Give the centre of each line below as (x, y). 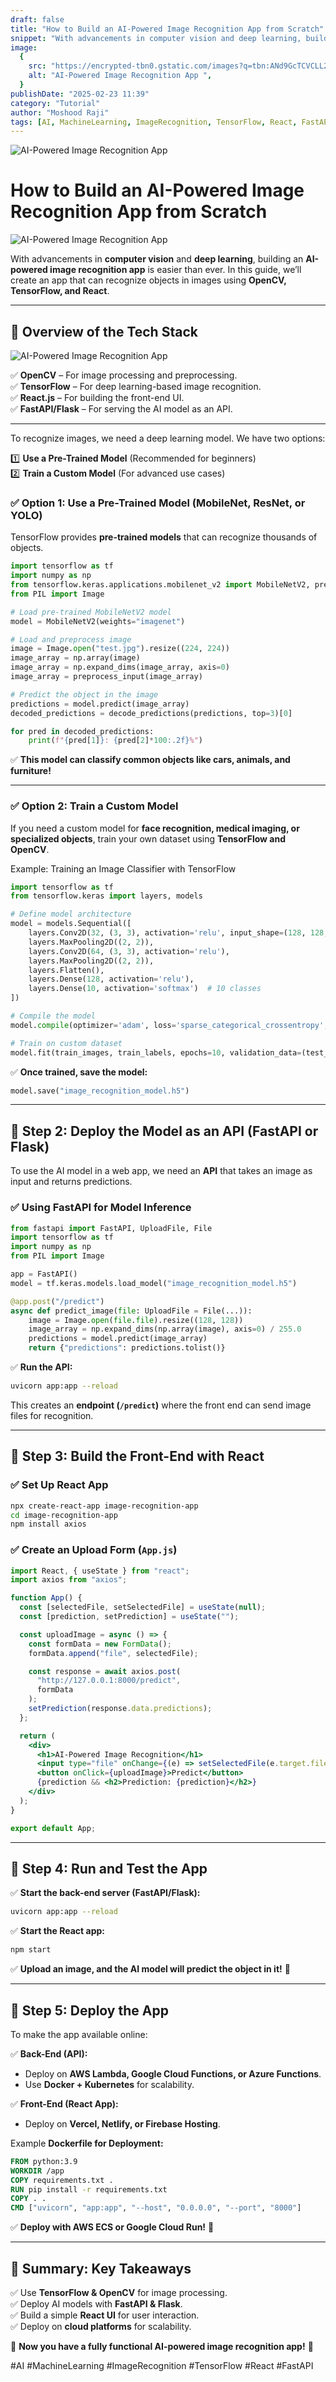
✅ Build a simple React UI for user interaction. (105, 2315)
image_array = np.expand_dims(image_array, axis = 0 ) (120, 667)
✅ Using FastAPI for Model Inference (101, 1208)
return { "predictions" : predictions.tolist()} (127, 1348)
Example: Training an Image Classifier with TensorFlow (123, 868)
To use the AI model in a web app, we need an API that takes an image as (161, 1171)
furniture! (31, 771)
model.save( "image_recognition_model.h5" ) (100, 1091)
